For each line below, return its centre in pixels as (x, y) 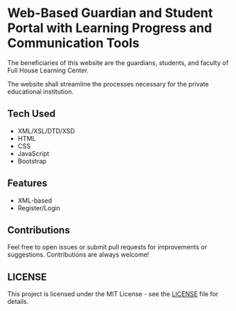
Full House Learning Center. (48, 70)
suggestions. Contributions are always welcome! (78, 255)
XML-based (35, 200)
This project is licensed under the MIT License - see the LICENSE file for (113, 294)
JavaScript (33, 153)
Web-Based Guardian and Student (110, 13)
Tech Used (32, 114)
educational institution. (41, 91)
